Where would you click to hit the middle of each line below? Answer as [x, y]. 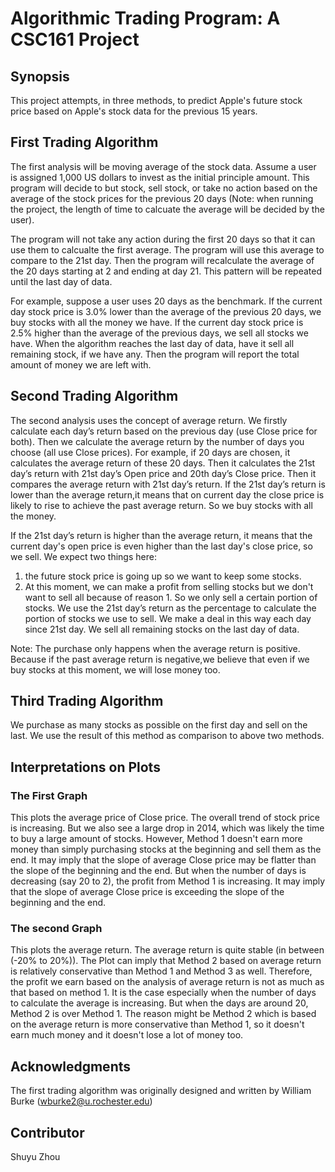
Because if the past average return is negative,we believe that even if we [160, 659]
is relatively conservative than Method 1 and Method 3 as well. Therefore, [161, 971]
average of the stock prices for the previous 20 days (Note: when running [162, 198]
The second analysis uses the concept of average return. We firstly [149, 420]
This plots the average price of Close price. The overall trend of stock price [165, 818]
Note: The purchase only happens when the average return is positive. [155, 648]
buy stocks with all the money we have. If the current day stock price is [157, 322]
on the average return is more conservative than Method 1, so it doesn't [157, 1024]
